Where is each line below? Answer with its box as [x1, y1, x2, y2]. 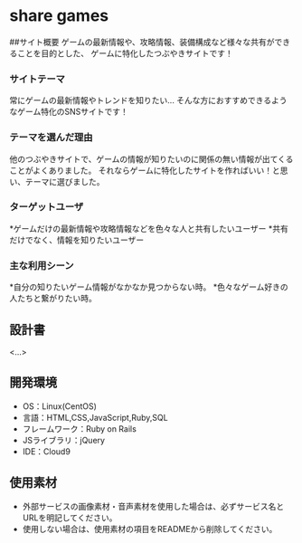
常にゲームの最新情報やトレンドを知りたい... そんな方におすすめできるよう [9, 95, 288, 106]
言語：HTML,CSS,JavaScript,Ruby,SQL [22, 412, 169, 423]
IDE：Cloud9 [22, 445, 71, 457]
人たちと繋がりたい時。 [9, 293, 97, 304]
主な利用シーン [9, 259, 74, 271]
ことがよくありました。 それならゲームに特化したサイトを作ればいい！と [9, 165, 280, 176]
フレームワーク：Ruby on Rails [22, 423, 137, 434]
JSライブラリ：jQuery [22, 434, 106, 445]
